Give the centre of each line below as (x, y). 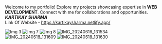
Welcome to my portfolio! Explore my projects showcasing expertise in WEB (81, 7)
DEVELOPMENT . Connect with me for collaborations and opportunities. (77, 12)
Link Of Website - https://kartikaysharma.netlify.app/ (58, 22)
